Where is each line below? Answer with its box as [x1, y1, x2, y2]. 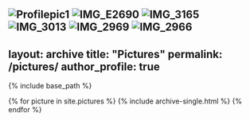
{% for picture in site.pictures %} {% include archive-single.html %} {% [8, 96, 243, 106]
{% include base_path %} [8, 81, 92, 91]
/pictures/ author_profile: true [8, 60, 161, 73]
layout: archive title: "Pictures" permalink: [8, 47, 223, 60]
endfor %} [8, 105, 42, 115]
